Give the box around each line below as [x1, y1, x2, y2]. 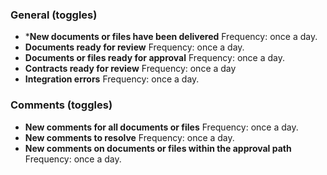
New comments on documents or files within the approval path [24, 142, 292, 154]
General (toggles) [10, 8, 98, 22]
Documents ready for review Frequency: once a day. [24, 41, 245, 53]
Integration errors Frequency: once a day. [24, 73, 200, 85]
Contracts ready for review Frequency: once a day [24, 63, 237, 75]
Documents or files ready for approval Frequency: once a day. [24, 52, 285, 64]
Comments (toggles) [10, 98, 113, 112]
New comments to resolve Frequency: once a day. [24, 131, 235, 143]
